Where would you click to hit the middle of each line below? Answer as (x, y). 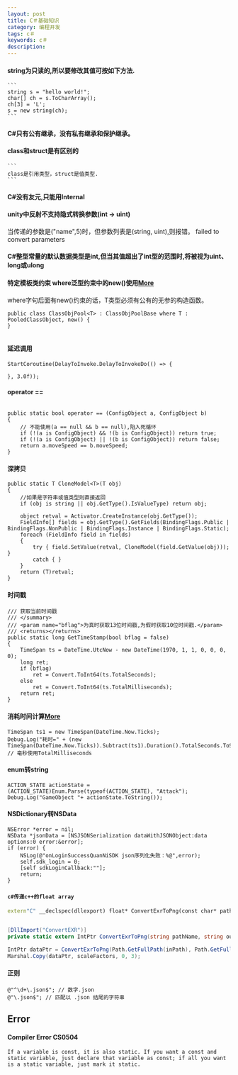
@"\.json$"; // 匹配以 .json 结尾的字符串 (66, 997)
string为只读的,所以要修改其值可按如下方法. (71, 70)
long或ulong (26, 265)
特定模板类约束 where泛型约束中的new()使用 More (81, 283)
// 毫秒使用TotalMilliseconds (50, 753)
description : (27, 47)
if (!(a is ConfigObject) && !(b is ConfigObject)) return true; (119, 433)
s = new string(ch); (38, 111)
